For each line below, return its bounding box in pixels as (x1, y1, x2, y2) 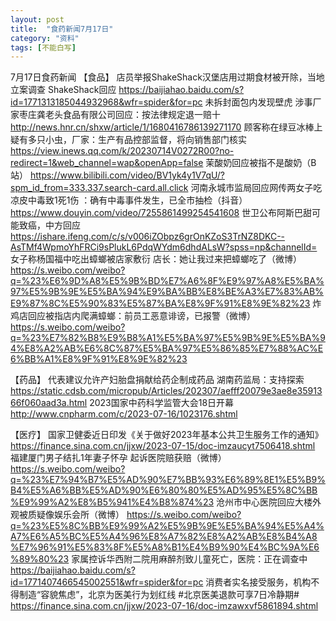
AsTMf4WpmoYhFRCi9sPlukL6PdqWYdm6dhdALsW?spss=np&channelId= (10, 241, 318, 253)
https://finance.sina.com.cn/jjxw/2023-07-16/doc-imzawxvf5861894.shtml (10, 600, 319, 612)
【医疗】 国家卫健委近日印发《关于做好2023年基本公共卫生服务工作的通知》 (10, 429, 324, 441)
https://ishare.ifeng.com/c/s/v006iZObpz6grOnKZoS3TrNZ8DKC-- (10, 231, 286, 243)
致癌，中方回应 (18, 219, 81, 231)
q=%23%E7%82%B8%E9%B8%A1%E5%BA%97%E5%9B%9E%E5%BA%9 (10, 332, 326, 344)
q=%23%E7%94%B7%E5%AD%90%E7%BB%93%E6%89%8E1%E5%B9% (10, 474, 326, 486)
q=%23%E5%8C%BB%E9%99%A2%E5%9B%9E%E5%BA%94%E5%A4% (10, 520, 325, 532)
